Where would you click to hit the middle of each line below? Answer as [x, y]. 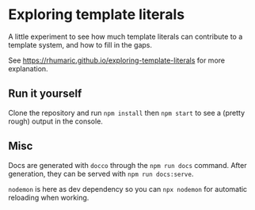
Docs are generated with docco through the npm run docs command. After [127, 165]
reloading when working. [49, 197]
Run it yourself [45, 94]
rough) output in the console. [55, 121]
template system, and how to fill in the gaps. [80, 44]
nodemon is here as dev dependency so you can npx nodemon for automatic [128, 189]
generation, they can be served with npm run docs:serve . [101, 174]
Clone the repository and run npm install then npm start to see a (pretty [127, 113]
